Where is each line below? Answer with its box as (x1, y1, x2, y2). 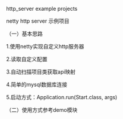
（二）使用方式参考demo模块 (6, 106, 78, 113)
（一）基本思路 (6, 30, 43, 37)
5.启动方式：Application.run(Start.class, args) (6, 94, 118, 100)
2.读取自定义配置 (6, 56, 48, 62)
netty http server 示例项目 (6, 17, 70, 25)
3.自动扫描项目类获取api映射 (6, 68, 76, 75)
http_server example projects (6, 5, 78, 12)
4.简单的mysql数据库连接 (6, 81, 67, 88)
